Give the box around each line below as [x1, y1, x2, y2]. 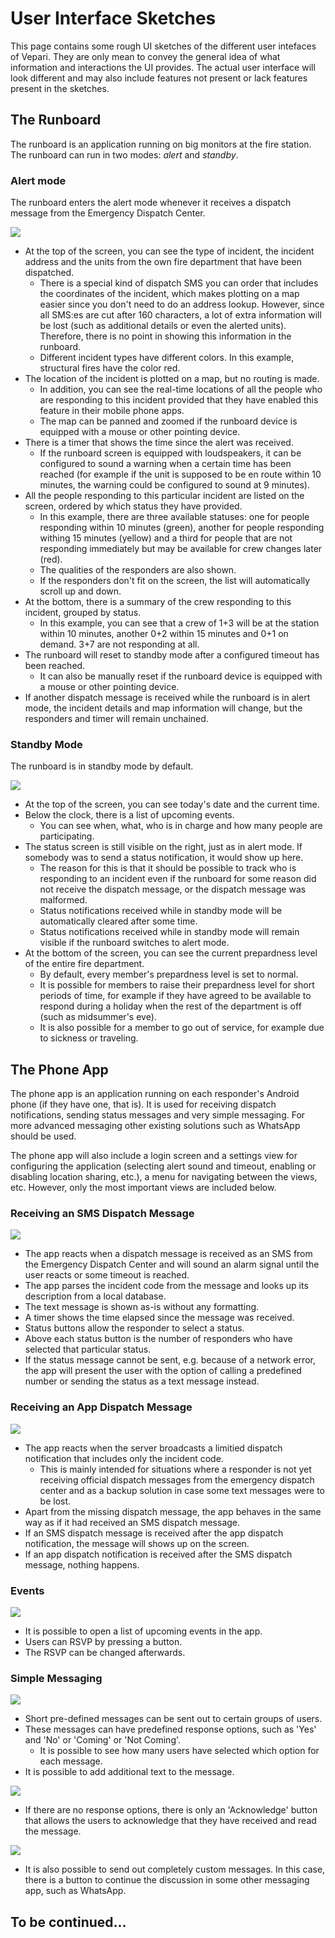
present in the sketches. [10, 82, 110, 94]
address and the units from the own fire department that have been [24, 256, 302, 268]
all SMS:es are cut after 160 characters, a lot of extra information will [39, 309, 322, 321]
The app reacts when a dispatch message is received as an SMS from [24, 1248, 313, 1260]
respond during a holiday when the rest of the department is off [39, 1000, 302, 1012]
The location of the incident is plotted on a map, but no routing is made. [24, 373, 320, 385]
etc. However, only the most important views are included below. [10, 1182, 277, 1194]
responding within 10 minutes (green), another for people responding [39, 522, 325, 534]
